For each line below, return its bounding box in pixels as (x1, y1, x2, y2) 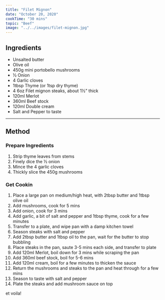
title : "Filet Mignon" (5, 7, 52, 12)
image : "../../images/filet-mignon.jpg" (5, 25, 90, 30)
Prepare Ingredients (5, 142, 54, 149)
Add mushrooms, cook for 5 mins (12, 202, 80, 208)
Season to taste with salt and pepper (12, 275, 87, 281)
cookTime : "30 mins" (5, 16, 48, 21)
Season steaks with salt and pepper (12, 228, 85, 234)
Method (5, 127, 30, 136)
